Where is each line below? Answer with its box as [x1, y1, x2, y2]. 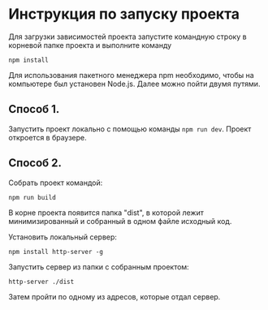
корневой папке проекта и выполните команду [8, 40, 172, 50]
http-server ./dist [8, 278, 75, 286]
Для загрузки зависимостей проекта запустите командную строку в [8, 32, 247, 41]
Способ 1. [8, 102, 60, 116]
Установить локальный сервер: [8, 232, 118, 242]
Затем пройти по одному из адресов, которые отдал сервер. [8, 291, 221, 301]
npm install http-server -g [8, 248, 104, 256]
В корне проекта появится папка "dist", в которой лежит [8, 208, 205, 217]
